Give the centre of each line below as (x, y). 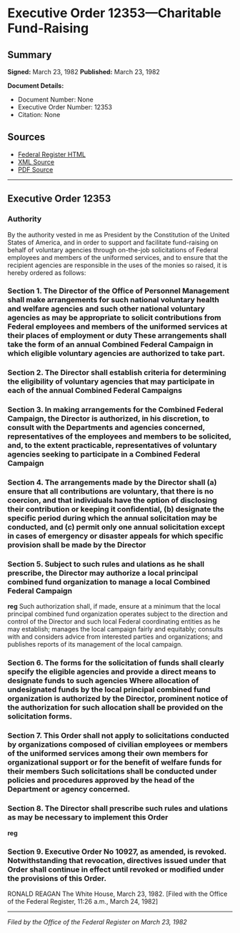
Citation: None (39, 115)
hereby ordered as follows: (47, 272)
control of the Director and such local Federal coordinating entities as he (114, 622)
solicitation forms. (40, 717)
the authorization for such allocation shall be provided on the (115, 707)
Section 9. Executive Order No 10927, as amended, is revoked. (117, 852)
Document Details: (36, 86)
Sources (26, 137)
